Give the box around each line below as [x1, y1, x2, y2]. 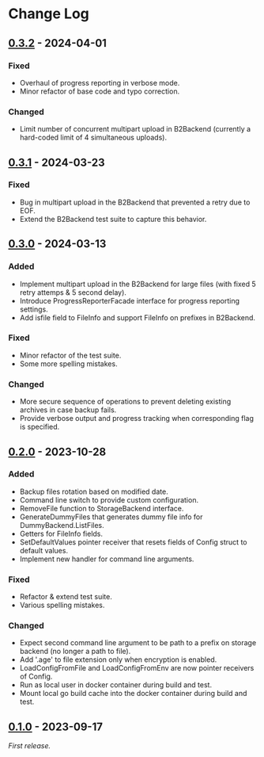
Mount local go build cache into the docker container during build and [19, 689, 247, 698]
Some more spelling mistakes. [19, 358, 118, 369]
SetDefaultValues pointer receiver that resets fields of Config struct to [19, 537, 247, 547]
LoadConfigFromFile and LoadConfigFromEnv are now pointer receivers [19, 663, 255, 673]
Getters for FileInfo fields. [19, 529, 104, 538]
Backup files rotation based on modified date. [19, 487, 168, 496]
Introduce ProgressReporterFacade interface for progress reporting [19, 296, 239, 305]
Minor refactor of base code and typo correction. [19, 86, 180, 96]
